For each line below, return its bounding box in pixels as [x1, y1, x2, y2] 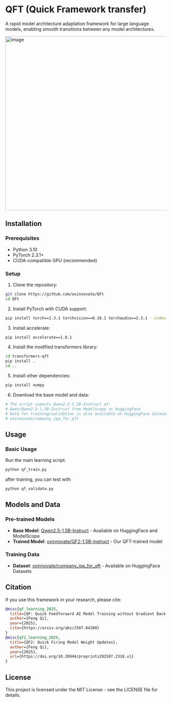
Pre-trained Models [5, 516, 55, 523]
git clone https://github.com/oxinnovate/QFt [5, 291, 104, 296]
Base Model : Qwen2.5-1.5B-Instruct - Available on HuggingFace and [12, 527, 158, 534]
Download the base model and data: [12, 392, 90, 398]
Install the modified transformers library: [12, 344, 98, 350]
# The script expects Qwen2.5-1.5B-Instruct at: [5, 401, 111, 407]
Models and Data [5, 500, 60, 509]
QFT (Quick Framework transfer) [5, 4, 147, 15]
